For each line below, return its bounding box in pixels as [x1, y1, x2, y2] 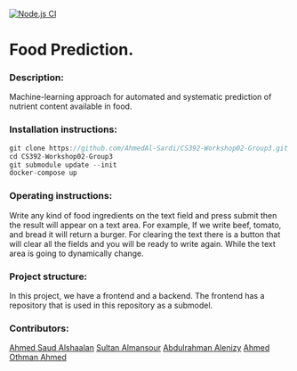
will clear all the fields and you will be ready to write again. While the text [9, 238, 276, 249]
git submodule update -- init [9, 161, 117, 169]
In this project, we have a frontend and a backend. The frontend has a [9, 290, 265, 301]
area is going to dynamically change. [9, 248, 144, 259]
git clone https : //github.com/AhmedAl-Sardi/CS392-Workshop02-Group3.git [9, 144, 289, 153]
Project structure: [9, 270, 87, 283]
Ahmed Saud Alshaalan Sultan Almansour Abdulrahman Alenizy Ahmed [9, 342, 270, 353]
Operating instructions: [9, 190, 113, 202]
